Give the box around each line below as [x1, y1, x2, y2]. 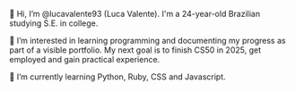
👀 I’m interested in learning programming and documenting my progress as [9, 36, 286, 45]
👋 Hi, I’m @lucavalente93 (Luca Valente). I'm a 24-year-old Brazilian [9, 9, 261, 19]
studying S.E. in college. [9, 18, 99, 29]
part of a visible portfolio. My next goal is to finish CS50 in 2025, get [9, 45, 262, 55]
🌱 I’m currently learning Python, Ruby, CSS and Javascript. [9, 71, 226, 82]
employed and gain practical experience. [9, 54, 161, 64]
